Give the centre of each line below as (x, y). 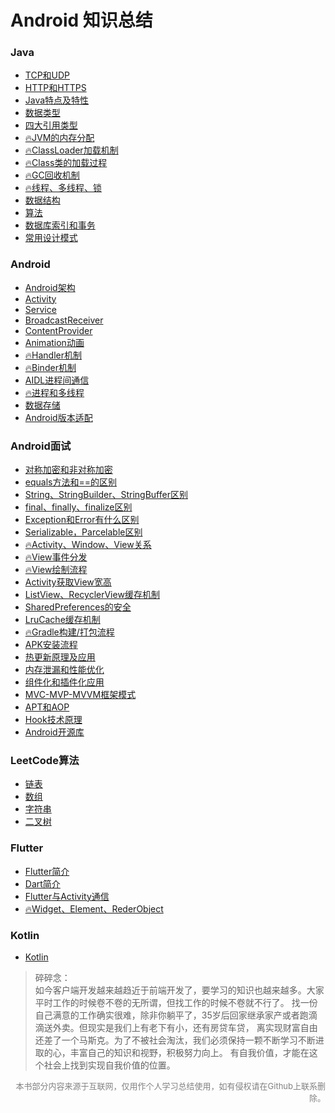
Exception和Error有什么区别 (82, 520)
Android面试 (41, 446)
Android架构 (50, 287)
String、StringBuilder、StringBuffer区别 (106, 495)
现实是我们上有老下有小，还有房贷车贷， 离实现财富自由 (202, 1027)
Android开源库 (54, 732)
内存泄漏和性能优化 (64, 670)
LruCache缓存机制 (62, 620)
